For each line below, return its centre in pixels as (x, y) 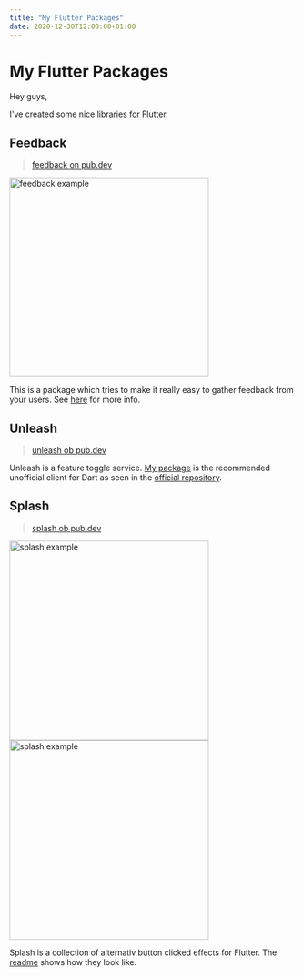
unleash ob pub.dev (69, 450)
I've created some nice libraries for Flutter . (89, 114)
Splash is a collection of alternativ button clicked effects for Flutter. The (143, 952)
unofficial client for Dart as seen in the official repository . (116, 478)
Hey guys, (29, 97)
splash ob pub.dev (66, 528)
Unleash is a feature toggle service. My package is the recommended (140, 468)
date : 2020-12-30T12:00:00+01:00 (73, 26)
